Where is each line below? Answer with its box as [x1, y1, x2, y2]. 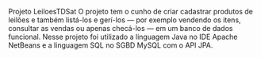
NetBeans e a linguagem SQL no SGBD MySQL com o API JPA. [8, 41, 213, 50]
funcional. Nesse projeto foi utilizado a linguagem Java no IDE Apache [8, 32, 238, 41]
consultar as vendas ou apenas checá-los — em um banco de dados [8, 24, 233, 33]
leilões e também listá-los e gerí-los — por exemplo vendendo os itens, [8, 15, 241, 25]
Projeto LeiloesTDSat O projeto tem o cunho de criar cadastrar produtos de [8, 7, 254, 16]
